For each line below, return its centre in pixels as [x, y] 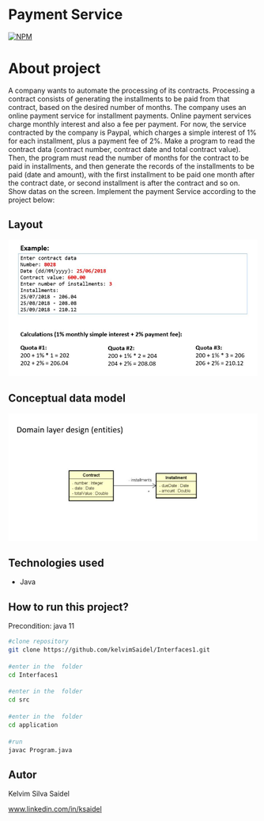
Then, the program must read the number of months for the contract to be [128, 158]
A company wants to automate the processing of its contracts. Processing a [132, 90]
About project [55, 68]
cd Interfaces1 [33, 675]
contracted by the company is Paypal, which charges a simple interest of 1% [132, 132]
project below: [32, 200]
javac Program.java [40, 750]
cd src [19, 700]
